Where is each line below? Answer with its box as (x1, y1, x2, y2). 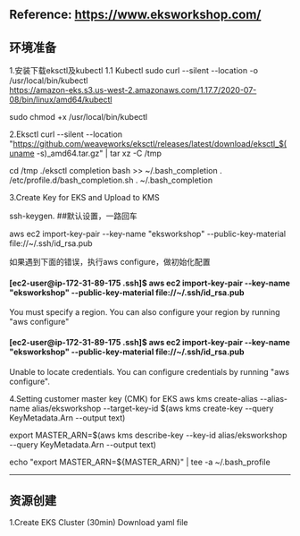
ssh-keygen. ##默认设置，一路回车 (9, 210, 138, 222)
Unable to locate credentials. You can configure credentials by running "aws (9, 366, 290, 377)
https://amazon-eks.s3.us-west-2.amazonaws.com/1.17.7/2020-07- (9, 85, 257, 96)
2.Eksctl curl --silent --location (9, 129, 123, 140)
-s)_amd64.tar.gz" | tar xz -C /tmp (36, 148, 162, 159)
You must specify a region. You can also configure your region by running (9, 307, 280, 318)
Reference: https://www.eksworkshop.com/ (9, 7, 262, 22)
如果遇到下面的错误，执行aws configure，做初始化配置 (9, 257, 211, 268)
